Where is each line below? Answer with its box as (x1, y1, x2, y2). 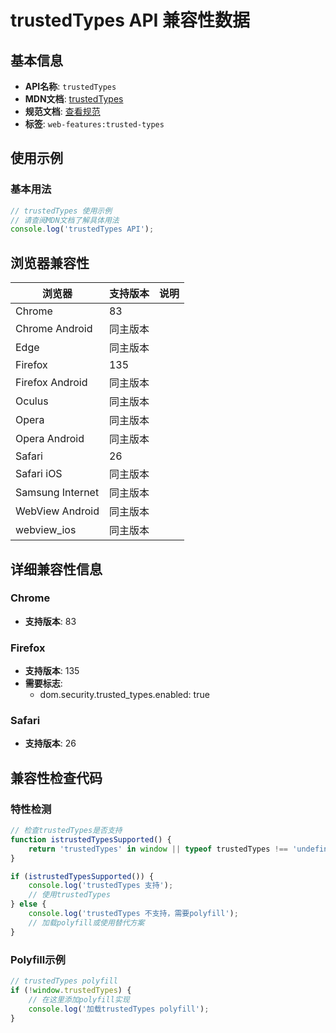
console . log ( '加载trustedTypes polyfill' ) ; (28, 1004, 210, 1014)
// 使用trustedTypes (28, 890, 111, 900)
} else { (10, 899, 47, 910)
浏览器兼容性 (10, 254, 90, 271)
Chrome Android (15, 322, 93, 336)
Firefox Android (15, 376, 88, 390)
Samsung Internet (15, 486, 100, 500)
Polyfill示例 (10, 952, 66, 966)
